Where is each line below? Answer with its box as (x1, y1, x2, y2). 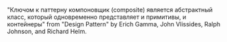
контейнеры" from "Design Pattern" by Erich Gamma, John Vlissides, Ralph (7, 20, 221, 28)
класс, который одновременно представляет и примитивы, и (7, 13, 187, 21)
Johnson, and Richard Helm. (7, 27, 87, 35)
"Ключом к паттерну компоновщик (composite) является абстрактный (7, 6, 213, 14)
